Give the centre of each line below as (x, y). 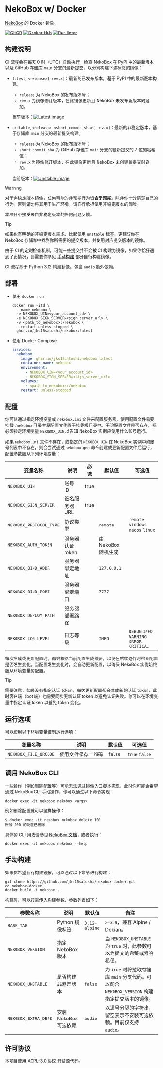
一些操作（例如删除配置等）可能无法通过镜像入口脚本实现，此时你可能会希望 (81, 786)
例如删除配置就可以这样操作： (35, 810)
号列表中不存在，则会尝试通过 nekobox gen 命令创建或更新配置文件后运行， (80, 448)
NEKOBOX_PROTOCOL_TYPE (33, 525)
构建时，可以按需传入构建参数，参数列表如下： (52, 900)
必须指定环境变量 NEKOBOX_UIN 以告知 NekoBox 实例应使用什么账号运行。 (77, 431)
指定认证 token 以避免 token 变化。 (48, 703)
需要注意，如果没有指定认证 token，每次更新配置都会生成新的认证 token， (79, 690)
